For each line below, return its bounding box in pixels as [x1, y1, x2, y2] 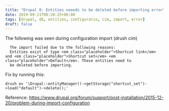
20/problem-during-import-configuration [5, 100, 90, 106]
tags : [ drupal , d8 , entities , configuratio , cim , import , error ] [5, 17, 145, 22]
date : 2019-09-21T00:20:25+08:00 [5, 12, 75, 17]
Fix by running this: [5, 72, 45, 78]
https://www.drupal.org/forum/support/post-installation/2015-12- [29, 94, 164, 101]
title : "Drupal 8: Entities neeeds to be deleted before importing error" [5, 7, 165, 13]
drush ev [5, 81, 24, 86]
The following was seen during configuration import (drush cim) [5, 35, 138, 41]
